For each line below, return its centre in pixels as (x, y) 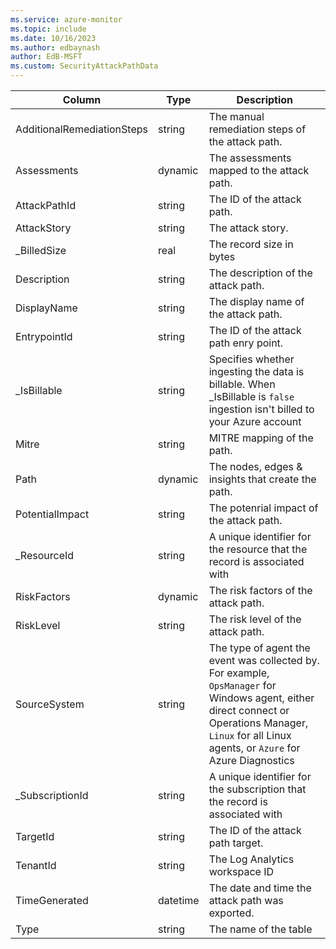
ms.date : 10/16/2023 (53, 38)
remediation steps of (257, 129)
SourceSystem (50, 704)
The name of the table (260, 929)
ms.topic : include (48, 29)
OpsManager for (242, 685)
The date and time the (260, 888)
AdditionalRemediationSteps (81, 129)
